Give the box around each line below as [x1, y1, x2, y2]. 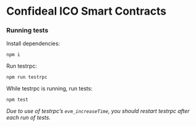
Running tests [6, 26, 49, 35]
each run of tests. [6, 114, 51, 122]
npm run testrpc [6, 74, 47, 81]
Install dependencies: [6, 40, 60, 47]
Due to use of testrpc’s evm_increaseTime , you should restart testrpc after [6, 107, 190, 115]
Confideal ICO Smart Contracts [6, 4, 167, 18]
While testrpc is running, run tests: [6, 85, 93, 92]
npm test [6, 96, 29, 103]
